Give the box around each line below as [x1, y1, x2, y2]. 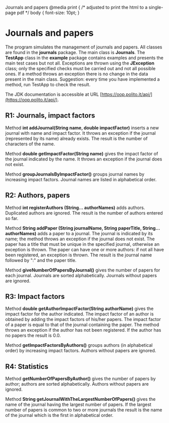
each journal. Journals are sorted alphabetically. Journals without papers [5, 272, 157, 278]
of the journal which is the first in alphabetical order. [5, 412, 114, 418]
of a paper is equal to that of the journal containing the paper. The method [5, 322, 159, 328]
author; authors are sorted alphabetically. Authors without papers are [5, 381, 149, 387]
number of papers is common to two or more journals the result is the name [5, 407, 162, 413]
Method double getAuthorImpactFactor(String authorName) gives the [5, 305, 154, 312]
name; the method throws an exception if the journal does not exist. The [5, 236, 155, 242]
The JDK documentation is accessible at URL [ [5, 91, 102, 97]
